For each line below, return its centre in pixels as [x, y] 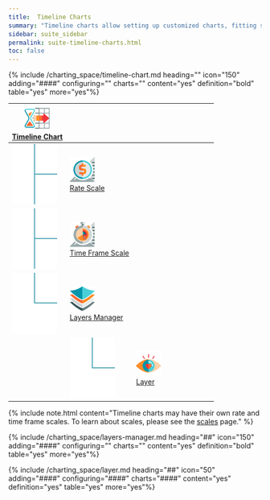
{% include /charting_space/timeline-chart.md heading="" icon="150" [124, 75]
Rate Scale [87, 188]
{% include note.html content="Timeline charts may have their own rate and [134, 413]
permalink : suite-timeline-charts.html [75, 43]
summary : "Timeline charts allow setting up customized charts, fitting [133, 25]
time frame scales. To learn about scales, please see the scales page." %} [131, 422]
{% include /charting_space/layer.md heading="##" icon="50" [112, 470]
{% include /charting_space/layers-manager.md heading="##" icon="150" [131, 437]
